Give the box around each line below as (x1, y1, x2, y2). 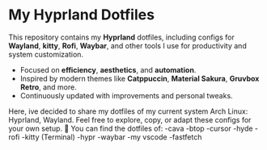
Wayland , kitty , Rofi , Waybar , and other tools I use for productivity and (8, 40, 247, 50)
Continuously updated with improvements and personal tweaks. (19, 90, 233, 100)
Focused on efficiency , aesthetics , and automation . (19, 65, 197, 74)
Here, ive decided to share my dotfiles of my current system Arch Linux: (8, 106, 248, 116)
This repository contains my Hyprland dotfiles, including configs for (8, 32, 235, 42)
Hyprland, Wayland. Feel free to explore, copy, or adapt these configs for (8, 115, 252, 124)
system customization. (8, 49, 83, 59)
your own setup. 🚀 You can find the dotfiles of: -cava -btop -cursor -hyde (8, 123, 253, 133)
